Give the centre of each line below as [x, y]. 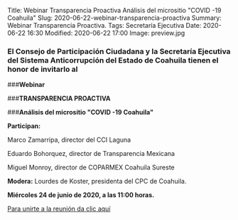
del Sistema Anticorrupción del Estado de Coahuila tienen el [113, 60]
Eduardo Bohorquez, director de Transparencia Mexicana [91, 154]
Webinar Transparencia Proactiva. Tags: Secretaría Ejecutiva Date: [104, 25]
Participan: [24, 126]
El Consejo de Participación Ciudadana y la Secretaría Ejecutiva [119, 51]
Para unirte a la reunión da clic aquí [59, 209]
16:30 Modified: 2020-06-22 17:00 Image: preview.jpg [106, 33]
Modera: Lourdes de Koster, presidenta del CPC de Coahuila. [97, 182]
